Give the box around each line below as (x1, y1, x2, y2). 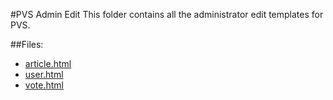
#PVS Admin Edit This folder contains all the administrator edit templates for (10, 9, 324, 20)
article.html (24, 58, 72, 69)
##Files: (10, 39, 44, 50)
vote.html (24, 79, 64, 91)
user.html (24, 69, 64, 80)
